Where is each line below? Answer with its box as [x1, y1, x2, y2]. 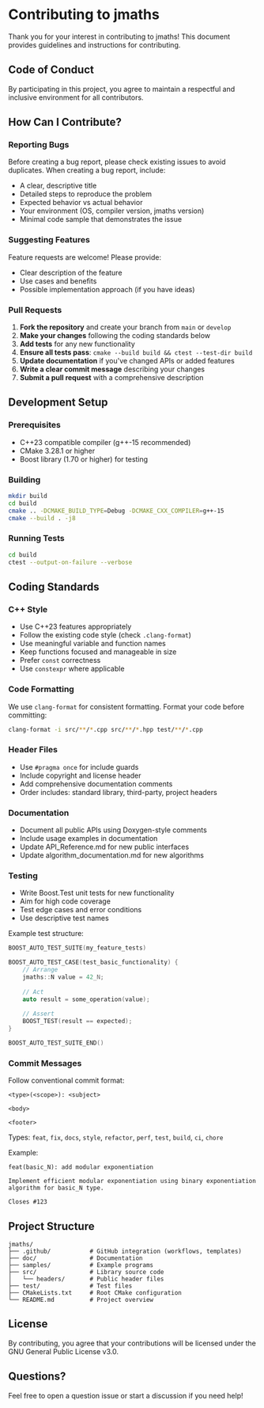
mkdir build [8, 493, 47, 500]
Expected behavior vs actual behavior [19, 198, 143, 207]
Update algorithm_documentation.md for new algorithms [19, 851, 204, 860]
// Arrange [22, 966, 58, 974]
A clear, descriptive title [19, 181, 97, 191]
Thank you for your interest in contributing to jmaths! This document [8, 32, 231, 41]
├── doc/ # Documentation [8, 1254, 144, 1262]
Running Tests [8, 533, 65, 544]
